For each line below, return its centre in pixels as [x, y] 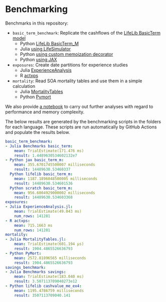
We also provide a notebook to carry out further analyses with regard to [79, 106]
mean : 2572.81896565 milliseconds [50, 258]
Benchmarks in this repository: [37, 23]
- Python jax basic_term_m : [35, 160]
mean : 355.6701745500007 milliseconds [55, 165]
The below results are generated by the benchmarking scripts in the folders [83, 121]
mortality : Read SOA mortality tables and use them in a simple [77, 81]
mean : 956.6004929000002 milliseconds [55, 193]
